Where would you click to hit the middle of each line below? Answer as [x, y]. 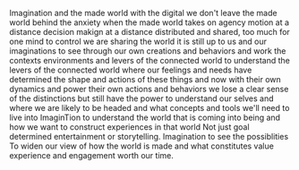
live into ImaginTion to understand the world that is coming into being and [145, 117]
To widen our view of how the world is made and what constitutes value [142, 146]
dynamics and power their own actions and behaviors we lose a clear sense [149, 89]
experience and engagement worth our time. [92, 155]
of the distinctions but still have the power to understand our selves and [142, 98]
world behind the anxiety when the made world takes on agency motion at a [149, 22]
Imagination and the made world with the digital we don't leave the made [143, 13]
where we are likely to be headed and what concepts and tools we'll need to [149, 108]
